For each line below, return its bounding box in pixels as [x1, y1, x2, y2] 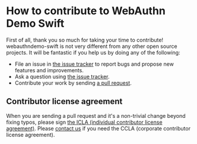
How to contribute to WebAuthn [6, 4, 166, 18]
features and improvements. [14, 66, 84, 73]
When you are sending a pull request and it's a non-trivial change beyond [6, 112, 186, 119]
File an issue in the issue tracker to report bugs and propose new [14, 60, 174, 68]
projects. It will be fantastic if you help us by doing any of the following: [6, 49, 180, 56]
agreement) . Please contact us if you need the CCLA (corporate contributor [6, 124, 191, 132]
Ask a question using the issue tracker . [14, 73, 110, 80]
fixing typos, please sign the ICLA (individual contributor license [6, 119, 163, 126]
